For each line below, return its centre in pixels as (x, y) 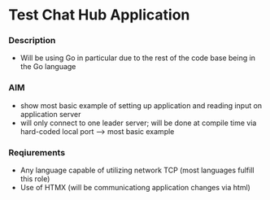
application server (50, 114)
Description (32, 41)
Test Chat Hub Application (99, 15)
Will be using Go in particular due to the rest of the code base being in (138, 58)
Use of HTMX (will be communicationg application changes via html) (135, 188)
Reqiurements (37, 152)
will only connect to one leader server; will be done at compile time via (138, 123)
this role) (35, 179)
